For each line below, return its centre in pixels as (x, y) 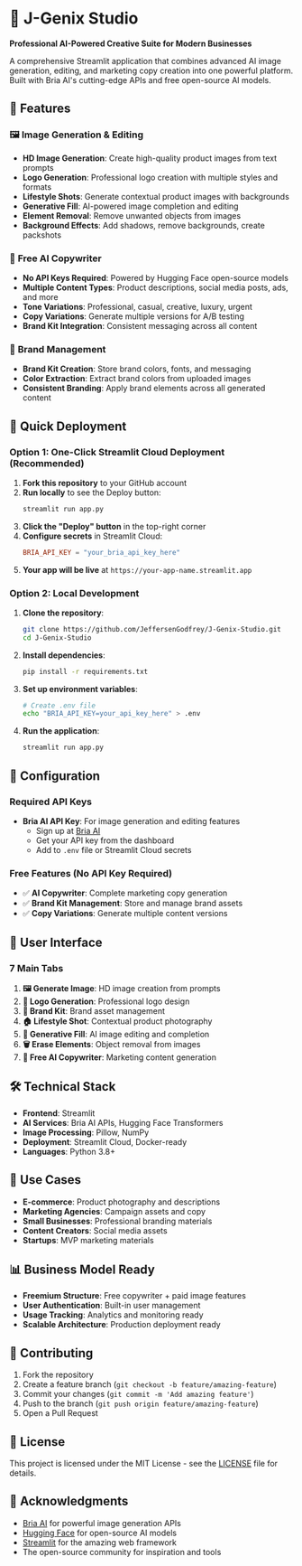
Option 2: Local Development (74, 593)
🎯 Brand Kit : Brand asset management (93, 1010)
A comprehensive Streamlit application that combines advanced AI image (146, 61)
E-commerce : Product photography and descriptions (121, 1202)
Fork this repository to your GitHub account (105, 483)
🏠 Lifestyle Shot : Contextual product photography (117, 1021)
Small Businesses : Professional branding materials (117, 1221)
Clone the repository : (63, 613)
